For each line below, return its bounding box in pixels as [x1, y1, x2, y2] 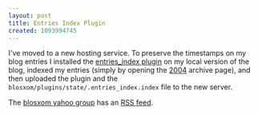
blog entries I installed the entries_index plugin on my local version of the [8, 57, 250, 66]
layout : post [8, 11, 52, 20]
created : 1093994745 [8, 26, 78, 34]
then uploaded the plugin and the [8, 73, 119, 84]
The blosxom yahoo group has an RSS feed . [8, 97, 154, 108]
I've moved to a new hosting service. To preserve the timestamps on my [8, 49, 247, 58]
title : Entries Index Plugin [8, 19, 106, 27]
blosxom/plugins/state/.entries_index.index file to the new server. [8, 82, 233, 92]
